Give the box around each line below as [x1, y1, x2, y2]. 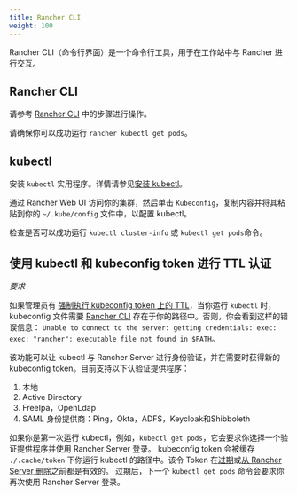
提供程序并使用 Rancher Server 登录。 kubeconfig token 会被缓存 [16, 443, 255, 453]
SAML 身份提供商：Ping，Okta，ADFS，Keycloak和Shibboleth [21, 413, 251, 424]
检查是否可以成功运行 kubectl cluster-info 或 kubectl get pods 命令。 [9, 227, 268, 238]
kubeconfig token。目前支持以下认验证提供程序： [9, 363, 191, 373]
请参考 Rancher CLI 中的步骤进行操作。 [9, 108, 152, 120]
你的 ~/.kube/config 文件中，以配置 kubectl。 [24, 208, 192, 219]
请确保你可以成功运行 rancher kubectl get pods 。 [9, 128, 192, 138]
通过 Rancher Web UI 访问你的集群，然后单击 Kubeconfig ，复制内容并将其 [9, 197, 278, 208]
